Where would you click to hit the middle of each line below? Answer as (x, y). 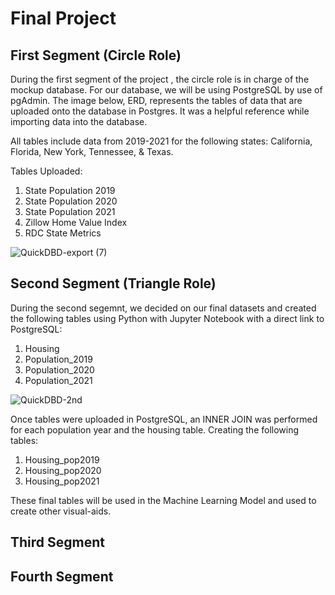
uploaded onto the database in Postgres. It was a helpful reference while (160, 111)
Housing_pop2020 (63, 470)
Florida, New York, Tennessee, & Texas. (92, 151)
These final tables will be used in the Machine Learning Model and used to (163, 500)
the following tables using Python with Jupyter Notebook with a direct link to (167, 318)
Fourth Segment (62, 576)
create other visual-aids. (61, 511)
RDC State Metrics (63, 233)
